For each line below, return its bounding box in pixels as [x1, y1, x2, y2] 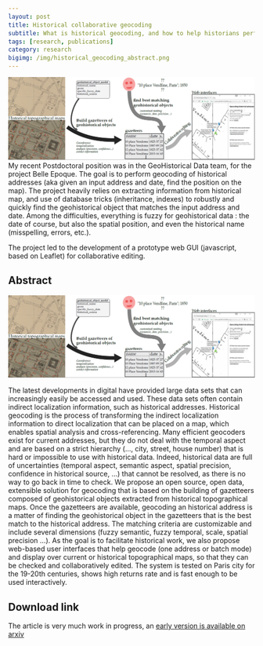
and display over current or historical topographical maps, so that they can [8, 553, 249, 562]
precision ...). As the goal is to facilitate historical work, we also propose [8, 536, 240, 546]
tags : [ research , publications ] [8, 38, 113, 46]
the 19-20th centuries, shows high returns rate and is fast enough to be [8, 569, 238, 578]
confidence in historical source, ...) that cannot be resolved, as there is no [8, 469, 247, 479]
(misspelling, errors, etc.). [8, 228, 92, 237]
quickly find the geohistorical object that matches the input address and [8, 203, 240, 212]
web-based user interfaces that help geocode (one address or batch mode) [8, 544, 252, 553]
